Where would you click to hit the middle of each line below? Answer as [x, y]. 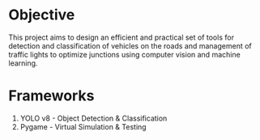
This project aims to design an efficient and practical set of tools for [121, 37]
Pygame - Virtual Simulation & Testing [83, 126]
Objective [42, 15]
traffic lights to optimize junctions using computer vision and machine [124, 54]
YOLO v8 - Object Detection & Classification [94, 118]
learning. [23, 63]
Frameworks [51, 96]
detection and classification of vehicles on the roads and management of [130, 45]
